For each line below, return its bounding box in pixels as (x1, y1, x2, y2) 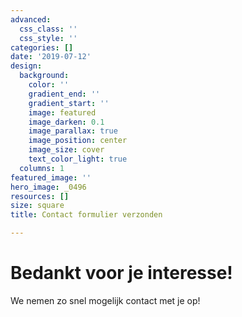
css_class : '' (19, 24, 78, 34)
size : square (10, 201, 65, 211)
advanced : (10, 14, 52, 25)
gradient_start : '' (28, 98, 110, 108)
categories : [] (10, 42, 74, 53)
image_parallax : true (28, 126, 118, 136)
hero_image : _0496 (10, 182, 87, 192)
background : (19, 71, 70, 81)
